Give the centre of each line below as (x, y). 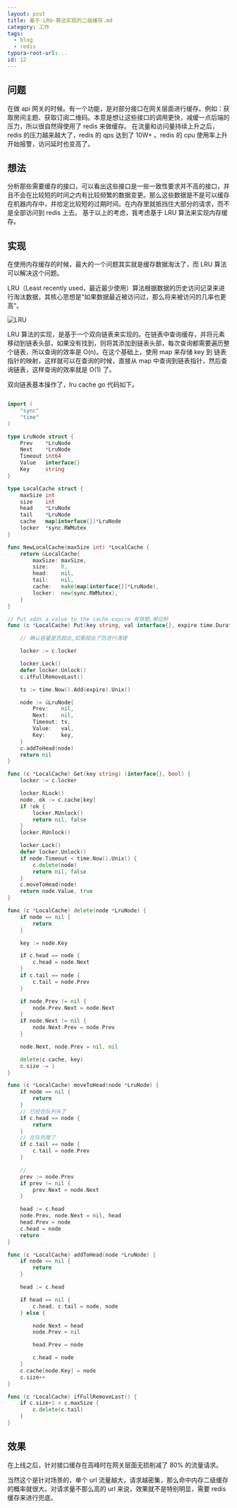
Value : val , (53, 729)
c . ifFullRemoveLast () (51, 677)
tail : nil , (53, 580)
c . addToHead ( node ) (47, 748)
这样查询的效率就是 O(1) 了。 (73, 370)
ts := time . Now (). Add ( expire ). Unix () (75, 689)
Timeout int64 (41, 456)
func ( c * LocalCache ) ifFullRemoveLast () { (72, 1397)
